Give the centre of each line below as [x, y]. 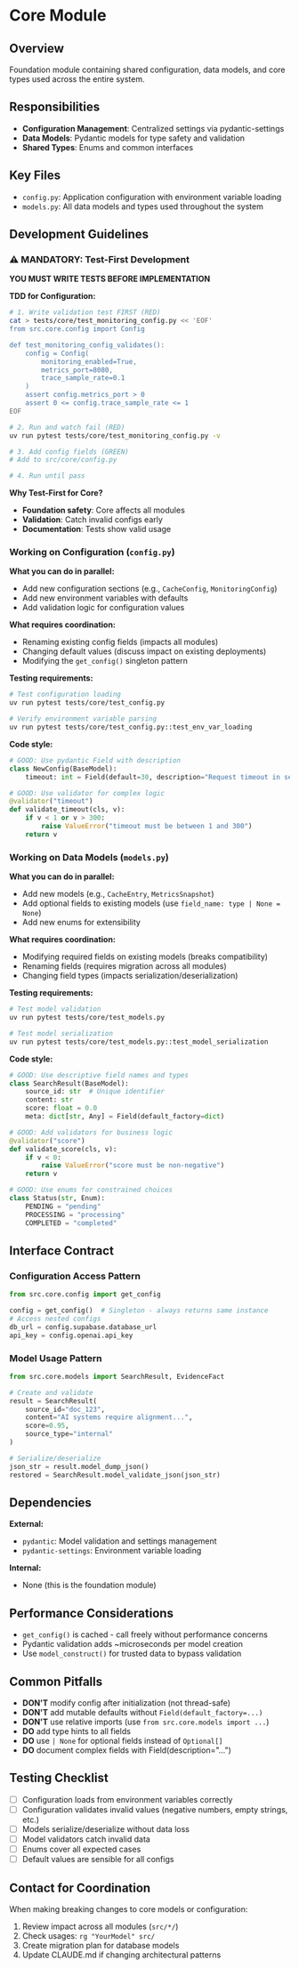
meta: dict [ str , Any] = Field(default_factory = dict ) [125, 1117]
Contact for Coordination [80, 1888]
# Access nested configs [55, 1319]
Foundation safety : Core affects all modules [103, 510]
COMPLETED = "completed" [71, 1223]
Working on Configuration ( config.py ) [92, 553]
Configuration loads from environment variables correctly [127, 1799]
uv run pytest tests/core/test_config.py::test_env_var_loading [131, 727]
